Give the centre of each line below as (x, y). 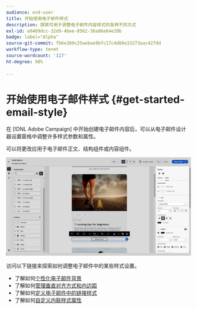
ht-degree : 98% (25, 61)
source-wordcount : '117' (36, 56)
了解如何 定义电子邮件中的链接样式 (56, 293)
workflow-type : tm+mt (33, 50)
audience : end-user (30, 12)
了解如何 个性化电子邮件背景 (48, 278)
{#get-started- (148, 99)
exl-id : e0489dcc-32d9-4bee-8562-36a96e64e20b (64, 31)
